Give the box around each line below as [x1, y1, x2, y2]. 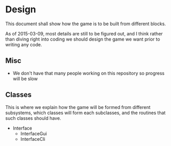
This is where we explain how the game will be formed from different [5, 104, 150, 110]
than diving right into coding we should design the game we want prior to [5, 36, 160, 42]
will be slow [12, 76, 38, 82]
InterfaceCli [20, 136, 45, 142]
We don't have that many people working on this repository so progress [12, 70, 165, 76]
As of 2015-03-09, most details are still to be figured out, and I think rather [5, 30, 163, 36]
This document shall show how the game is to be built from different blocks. [5, 21, 166, 27]
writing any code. [5, 41, 42, 47]
